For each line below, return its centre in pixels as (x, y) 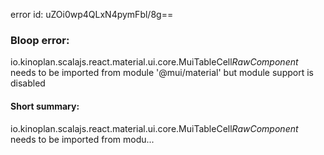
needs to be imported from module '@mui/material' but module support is (162, 73)
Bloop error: (40, 40)
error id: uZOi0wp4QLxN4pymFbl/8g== (92, 14)
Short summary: (45, 106)
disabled (28, 83)
